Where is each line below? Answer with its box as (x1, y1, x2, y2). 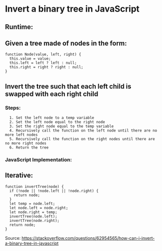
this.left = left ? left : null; (9, 61, 77, 66)
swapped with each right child (5, 90, 98, 98)
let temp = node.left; (9, 201, 55, 206)
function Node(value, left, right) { (5, 52, 81, 57)
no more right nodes (5, 141, 47, 146)
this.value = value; (9, 56, 51, 61)
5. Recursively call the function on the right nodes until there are (9, 137, 155, 142)
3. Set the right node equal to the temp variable (9, 124, 114, 129)
